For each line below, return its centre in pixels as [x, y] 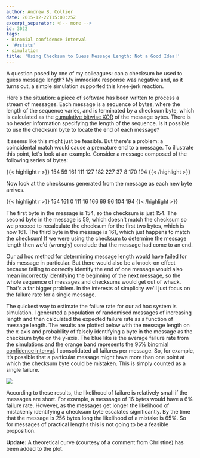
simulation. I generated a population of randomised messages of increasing [99, 313]
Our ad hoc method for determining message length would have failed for [96, 256]
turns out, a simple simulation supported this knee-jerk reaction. [85, 86]
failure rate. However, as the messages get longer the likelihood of [88, 405]
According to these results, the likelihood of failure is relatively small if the [97, 392]
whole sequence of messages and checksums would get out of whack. [94, 281]
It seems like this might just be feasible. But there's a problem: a [85, 141]
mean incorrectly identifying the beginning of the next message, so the [93, 275]
